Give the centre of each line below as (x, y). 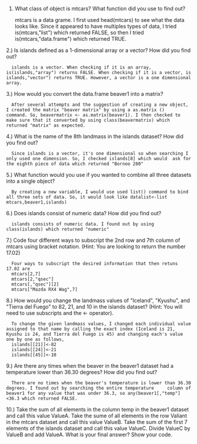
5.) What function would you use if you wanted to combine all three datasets (99, 175)
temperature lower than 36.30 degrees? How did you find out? (82, 372)
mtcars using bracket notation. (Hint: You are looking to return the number (96, 247)
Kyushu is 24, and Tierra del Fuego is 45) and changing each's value (95, 334)
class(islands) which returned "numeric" (58, 229)
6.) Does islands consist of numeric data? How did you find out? (84, 213)
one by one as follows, (35, 339)
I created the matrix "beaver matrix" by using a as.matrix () (86, 110)
